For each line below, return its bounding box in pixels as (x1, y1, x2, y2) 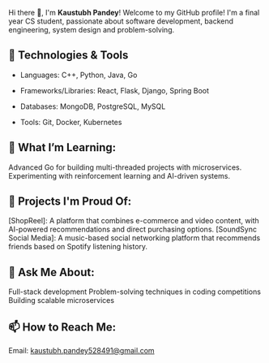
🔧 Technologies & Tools (8, 49, 129, 63)
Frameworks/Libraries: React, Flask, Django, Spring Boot (19, 85, 209, 95)
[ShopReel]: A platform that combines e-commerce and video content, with (8, 216, 259, 226)
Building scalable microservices (8, 296, 115, 305)
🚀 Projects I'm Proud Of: (8, 195, 132, 209)
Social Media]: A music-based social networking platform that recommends (8, 233, 261, 243)
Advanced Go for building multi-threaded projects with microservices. (8, 162, 242, 172)
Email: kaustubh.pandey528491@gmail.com (8, 346, 156, 356)
